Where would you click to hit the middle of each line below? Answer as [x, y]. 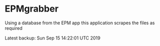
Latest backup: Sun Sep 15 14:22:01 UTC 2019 [53, 38]
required [14, 28]
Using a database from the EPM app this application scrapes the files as [80, 23]
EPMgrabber [32, 9]
